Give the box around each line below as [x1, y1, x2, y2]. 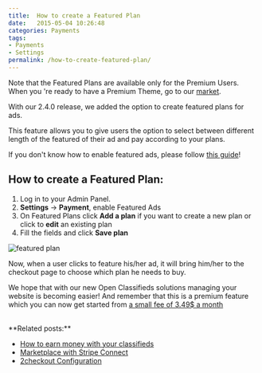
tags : [8, 33, 26, 42]
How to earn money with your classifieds [19, 339, 154, 348]
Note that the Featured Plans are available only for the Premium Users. [8, 77, 240, 88]
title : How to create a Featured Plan [8, 11, 141, 20]
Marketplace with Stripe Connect [19, 347, 129, 357]
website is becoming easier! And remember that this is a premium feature [8, 291, 249, 300]
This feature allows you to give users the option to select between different [8, 125, 255, 135]
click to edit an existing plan [19, 219, 113, 229]
